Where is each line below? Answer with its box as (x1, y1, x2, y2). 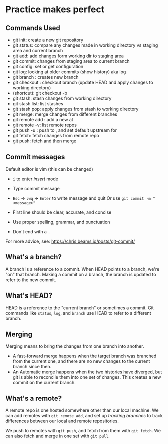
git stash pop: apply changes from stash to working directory (12, 106, 139, 112)
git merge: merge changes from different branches (12, 111, 118, 117)
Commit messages (5, 153, 65, 161)
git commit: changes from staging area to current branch (12, 58, 130, 64)
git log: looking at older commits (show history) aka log (12, 69, 126, 75)
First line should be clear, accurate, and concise (12, 209, 112, 215)
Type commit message (12, 185, 60, 191)
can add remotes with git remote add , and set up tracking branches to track (5, 413, 163, 419)
